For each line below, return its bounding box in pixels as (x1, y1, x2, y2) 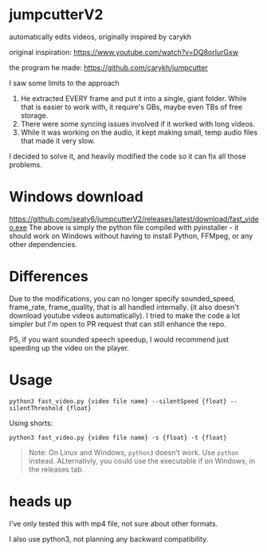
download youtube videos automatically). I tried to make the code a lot (9, 311, 241, 320)
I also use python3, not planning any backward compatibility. (9, 534, 209, 543)
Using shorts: (9, 418, 53, 428)
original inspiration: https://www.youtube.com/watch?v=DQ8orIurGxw (9, 47, 238, 57)
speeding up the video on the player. (9, 343, 130, 352)
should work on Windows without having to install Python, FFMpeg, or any (9, 231, 253, 241)
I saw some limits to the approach (9, 78, 120, 88)
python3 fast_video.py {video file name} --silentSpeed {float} (9, 397, 227, 405)
